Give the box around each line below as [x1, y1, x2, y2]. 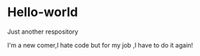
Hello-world [7, 4, 79, 20]
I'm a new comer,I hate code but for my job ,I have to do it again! [7, 41, 194, 49]
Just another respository [7, 27, 79, 36]
